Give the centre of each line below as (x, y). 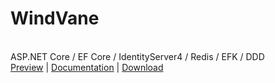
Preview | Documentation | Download (87, 67)
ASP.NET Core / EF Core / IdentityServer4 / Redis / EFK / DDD (137, 56)
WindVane (55, 18)
